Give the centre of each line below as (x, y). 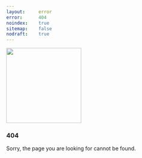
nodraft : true (28, 34)
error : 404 (26, 17)
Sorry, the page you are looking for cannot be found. (71, 148)
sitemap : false (29, 29)
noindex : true (28, 23)
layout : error (29, 12)
